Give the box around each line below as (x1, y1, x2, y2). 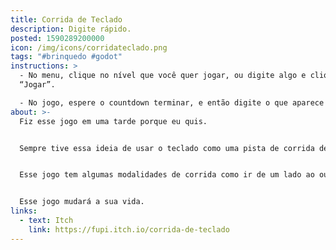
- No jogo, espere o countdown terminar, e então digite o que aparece (19, 97, 325, 108)
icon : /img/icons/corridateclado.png (10, 42, 168, 53)
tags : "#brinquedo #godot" (10, 52, 123, 62)
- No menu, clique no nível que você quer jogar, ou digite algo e (19, 71, 307, 81)
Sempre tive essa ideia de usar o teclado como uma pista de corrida (19, 143, 315, 153)
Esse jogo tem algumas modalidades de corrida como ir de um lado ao (19, 170, 315, 180)
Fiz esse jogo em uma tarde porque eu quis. (19, 116, 208, 126)
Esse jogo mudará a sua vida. (19, 197, 145, 207)
